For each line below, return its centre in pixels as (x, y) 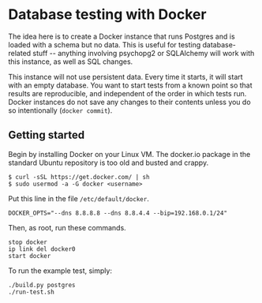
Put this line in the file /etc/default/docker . (79, 198)
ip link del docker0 (42, 249)
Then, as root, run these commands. (67, 227)
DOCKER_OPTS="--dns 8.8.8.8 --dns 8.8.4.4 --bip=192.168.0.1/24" (118, 213)
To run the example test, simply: (60, 271)
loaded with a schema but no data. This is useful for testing (105, 44)
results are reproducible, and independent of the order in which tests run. (127, 93)
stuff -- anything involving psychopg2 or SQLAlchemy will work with (144, 53)
